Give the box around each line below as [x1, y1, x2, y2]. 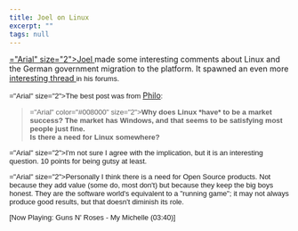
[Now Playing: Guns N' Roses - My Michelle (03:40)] [9, 213, 176, 223]
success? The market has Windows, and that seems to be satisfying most [29, 116, 283, 126]
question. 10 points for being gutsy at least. [9, 157, 148, 166]
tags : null [9, 29, 50, 38]
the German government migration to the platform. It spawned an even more [9, 63, 289, 74]
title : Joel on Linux [9, 12, 90, 22]
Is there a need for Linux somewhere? [29, 133, 160, 143]
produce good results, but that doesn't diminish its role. [9, 197, 184, 207]
